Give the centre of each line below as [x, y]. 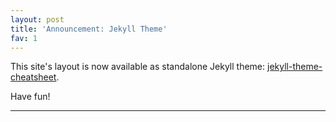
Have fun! [30, 97]
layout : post [37, 19]
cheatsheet [33, 77]
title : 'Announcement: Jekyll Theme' [89, 29]
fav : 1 [24, 38]
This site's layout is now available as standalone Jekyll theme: [138, 67]
